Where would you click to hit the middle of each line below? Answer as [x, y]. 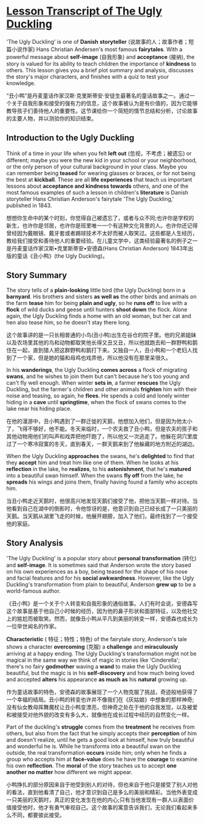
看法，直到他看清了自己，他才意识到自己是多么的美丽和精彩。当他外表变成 [104, 792]
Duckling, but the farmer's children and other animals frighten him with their [102, 389]
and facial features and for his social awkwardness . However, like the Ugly [100, 578]
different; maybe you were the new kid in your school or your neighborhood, [102, 160]
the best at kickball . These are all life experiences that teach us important [99, 179]
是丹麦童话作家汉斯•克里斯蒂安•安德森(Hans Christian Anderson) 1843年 [97, 248]
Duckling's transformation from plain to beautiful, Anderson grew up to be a [101, 585]
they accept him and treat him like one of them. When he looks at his [93, 462]
